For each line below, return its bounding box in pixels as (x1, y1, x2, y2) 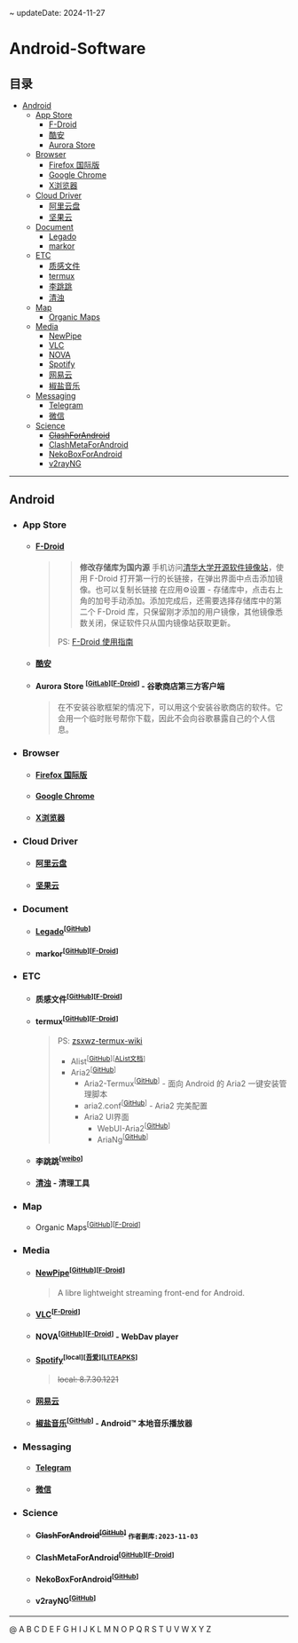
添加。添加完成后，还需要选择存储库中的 (126, 595, 275, 606)
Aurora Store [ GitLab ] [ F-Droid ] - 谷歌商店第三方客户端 (35, 679, 225, 691)
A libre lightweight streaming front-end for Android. (57, 1287, 246, 1298)
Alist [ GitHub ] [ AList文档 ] (70, 1054, 146, 1067)
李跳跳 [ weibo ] (35, 1154, 83, 1166)
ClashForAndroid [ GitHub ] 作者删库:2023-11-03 (35, 1528, 199, 1541)
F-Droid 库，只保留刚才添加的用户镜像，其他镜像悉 (97, 606, 284, 616)
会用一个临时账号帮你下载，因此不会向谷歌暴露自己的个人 (57, 712, 268, 723)
